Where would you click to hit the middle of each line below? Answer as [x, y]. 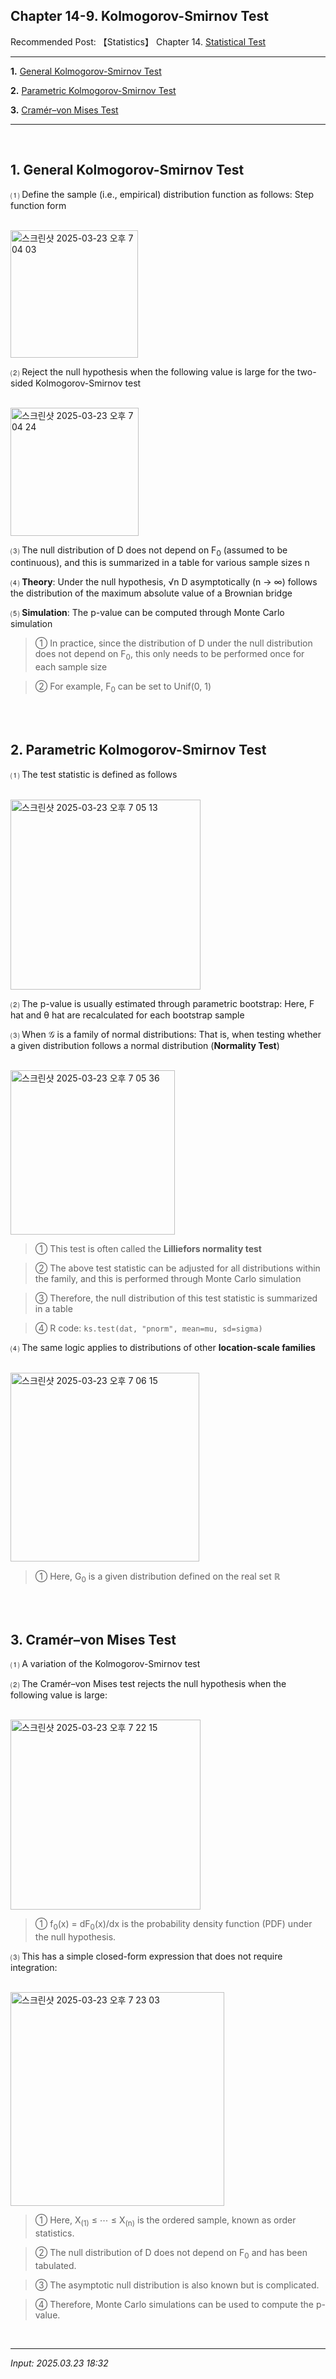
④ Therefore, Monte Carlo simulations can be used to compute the [174, 2304]
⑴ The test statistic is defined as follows [94, 774]
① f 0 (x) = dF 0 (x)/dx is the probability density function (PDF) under [173, 1925]
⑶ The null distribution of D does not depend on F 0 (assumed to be [149, 551]
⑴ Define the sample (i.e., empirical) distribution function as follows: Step [162, 194]
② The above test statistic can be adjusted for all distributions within [177, 1268]
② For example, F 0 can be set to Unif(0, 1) [123, 687]
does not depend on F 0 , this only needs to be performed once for [169, 655]
